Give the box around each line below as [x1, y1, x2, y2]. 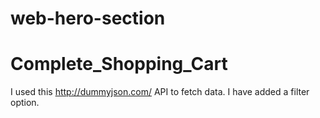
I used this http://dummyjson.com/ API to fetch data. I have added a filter [10, 86, 310, 98]
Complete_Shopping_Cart [10, 53, 228, 76]
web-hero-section [10, 7, 166, 30]
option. [10, 97, 40, 109]
